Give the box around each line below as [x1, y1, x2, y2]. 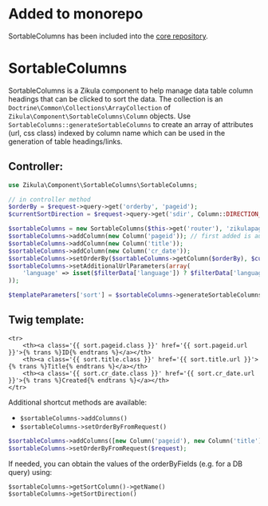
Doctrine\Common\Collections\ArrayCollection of [8, 102, 171, 112]
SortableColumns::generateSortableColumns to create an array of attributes [8, 119, 254, 129]
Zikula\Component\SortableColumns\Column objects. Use [8, 111, 191, 121]
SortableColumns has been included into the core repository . [8, 31, 209, 41]
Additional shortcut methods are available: [8, 397, 148, 407]
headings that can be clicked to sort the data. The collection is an [8, 94, 223, 104]
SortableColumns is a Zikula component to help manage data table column [8, 86, 254, 95]
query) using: [8, 467, 53, 476]
